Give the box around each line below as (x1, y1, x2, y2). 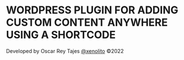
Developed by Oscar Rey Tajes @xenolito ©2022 (6, 47, 124, 54)
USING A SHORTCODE (6, 29, 116, 41)
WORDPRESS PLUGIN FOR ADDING (6, 3, 179, 17)
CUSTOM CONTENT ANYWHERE (6, 16, 168, 29)
